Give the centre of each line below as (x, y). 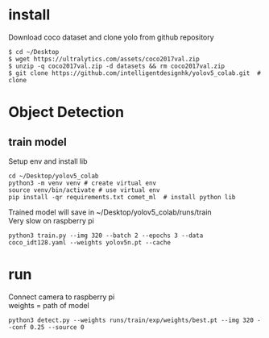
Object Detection (66, 113)
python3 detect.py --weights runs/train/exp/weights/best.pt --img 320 (131, 320)
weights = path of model (49, 305)
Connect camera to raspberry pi (62, 297)
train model (37, 142)
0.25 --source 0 (57, 327)
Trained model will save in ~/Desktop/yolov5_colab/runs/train (110, 212)
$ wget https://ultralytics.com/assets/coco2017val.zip (104, 59)
